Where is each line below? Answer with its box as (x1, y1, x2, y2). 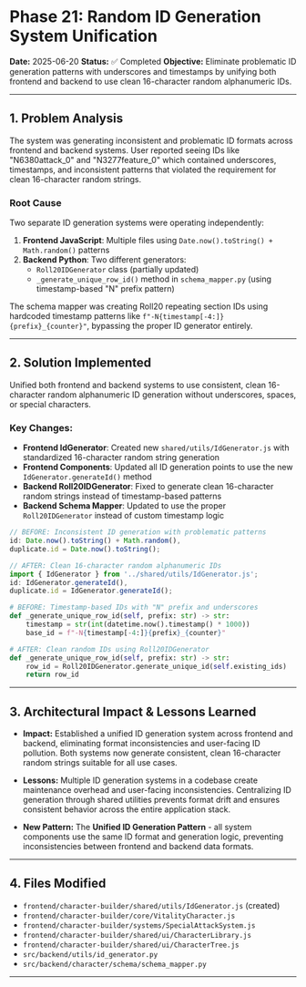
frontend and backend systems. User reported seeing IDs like (9, 144, 240, 156)
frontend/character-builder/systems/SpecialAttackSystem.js (22, 920, 256, 930)
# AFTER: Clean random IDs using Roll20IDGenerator (9, 644, 209, 653)
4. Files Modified (9, 876, 107, 891)
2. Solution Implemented (9, 355, 152, 371)
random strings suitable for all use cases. (22, 757, 178, 768)
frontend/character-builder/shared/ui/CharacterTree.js (22, 941, 240, 950)
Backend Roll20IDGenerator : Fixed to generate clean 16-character (22, 481, 274, 492)
